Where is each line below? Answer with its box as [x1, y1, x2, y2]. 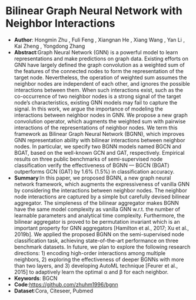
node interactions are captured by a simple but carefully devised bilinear [14, 193, 190, 200]
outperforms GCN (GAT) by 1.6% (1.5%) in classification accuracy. [14, 168, 175, 175]
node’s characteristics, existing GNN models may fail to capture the [14, 99, 178, 106]
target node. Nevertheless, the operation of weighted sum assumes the [14, 74, 187, 81]
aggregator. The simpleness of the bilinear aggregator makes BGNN [14, 199, 179, 206]
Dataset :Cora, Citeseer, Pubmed [14, 287, 94, 294]
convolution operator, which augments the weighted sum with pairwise [14, 118, 186, 125]
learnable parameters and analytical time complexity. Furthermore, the [14, 211, 185, 219]
